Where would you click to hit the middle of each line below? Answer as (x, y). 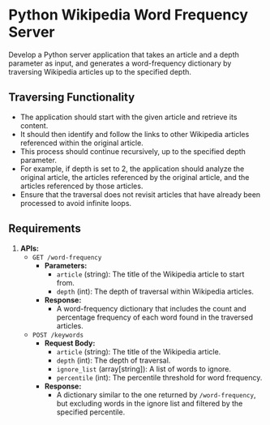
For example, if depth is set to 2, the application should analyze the (132, 169)
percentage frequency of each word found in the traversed (155, 317)
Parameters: (66, 265)
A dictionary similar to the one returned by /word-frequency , (156, 394)
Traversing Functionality (72, 98)
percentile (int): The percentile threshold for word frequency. (159, 377)
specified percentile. (91, 412)
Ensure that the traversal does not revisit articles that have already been (140, 194)
